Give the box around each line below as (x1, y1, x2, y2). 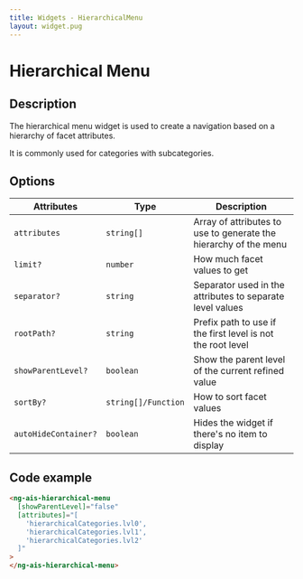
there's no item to (193, 428, 268, 441)
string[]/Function (106, 397, 185, 407)
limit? (14, 259, 42, 270)
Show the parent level (193, 353, 286, 366)
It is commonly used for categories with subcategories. (9, 147, 215, 158)
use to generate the (193, 227, 277, 239)
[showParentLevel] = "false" (17, 502, 119, 511)
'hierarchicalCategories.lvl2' (25, 536, 143, 545)
